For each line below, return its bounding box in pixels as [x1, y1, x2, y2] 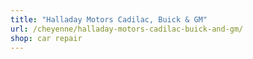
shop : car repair [10, 33, 83, 43]
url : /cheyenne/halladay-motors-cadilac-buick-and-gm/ [10, 24, 244, 34]
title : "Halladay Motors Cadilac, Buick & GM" [10, 14, 208, 25]
